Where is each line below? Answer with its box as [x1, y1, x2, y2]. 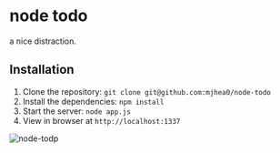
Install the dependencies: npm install [22, 96, 165, 107]
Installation [9, 62, 75, 77]
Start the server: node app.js [22, 106, 132, 117]
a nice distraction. [9, 36, 77, 46]
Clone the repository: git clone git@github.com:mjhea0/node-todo [22, 86, 271, 97]
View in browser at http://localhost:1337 [22, 115, 181, 126]
